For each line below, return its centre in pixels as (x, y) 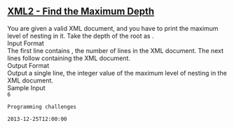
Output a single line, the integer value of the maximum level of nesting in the (117, 73)
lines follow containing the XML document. (69, 58)
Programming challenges (42, 107)
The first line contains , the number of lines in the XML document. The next (116, 50)
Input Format (26, 43)
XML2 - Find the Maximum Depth (81, 12)
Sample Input (26, 87)
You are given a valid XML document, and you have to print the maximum (113, 28)
